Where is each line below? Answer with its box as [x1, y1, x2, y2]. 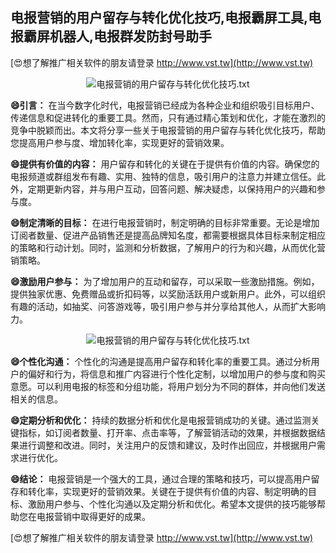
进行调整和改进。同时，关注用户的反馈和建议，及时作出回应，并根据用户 [18, 439, 317, 451]
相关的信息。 [10, 393, 63, 405]
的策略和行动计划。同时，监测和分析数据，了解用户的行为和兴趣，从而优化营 [10, 241, 326, 253]
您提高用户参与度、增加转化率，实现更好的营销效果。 [10, 136, 230, 148]
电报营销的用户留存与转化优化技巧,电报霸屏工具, [10, 9, 309, 27]
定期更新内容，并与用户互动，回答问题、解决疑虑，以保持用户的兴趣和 [27, 183, 317, 195]
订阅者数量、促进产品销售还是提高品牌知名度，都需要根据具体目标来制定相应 [10, 229, 326, 241]
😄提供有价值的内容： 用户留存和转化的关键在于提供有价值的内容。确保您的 [10, 158, 320, 170]
